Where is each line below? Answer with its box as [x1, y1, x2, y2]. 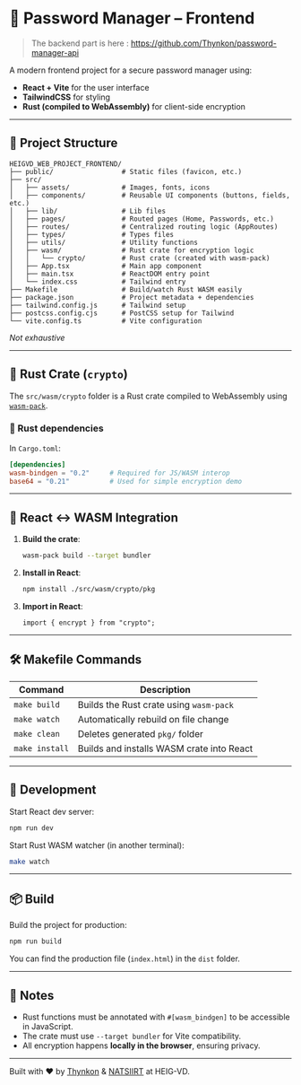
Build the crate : [21, 534, 81, 545]
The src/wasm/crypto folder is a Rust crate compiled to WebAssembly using [9, 390, 288, 401]
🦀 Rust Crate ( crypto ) [9, 367, 128, 382]
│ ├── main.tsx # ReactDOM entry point [9, 269, 211, 278]
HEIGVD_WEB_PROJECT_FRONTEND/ [9, 159, 123, 169]
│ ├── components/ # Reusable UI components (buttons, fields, [9, 190, 291, 200]
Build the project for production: [9, 920, 127, 931]
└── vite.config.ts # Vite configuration [9, 316, 202, 326]
